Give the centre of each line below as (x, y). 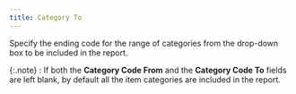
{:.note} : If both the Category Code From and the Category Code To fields (148, 70)
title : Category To (46, 17)
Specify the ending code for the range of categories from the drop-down (144, 43)
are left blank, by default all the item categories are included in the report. (145, 79)
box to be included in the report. (69, 52)
